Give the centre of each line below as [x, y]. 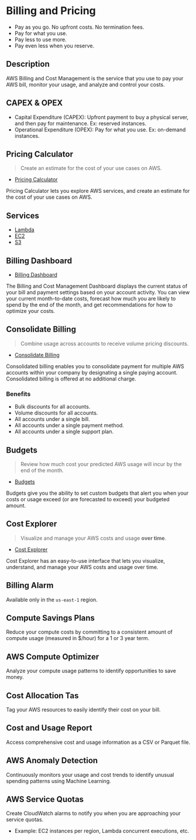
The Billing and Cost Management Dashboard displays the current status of [97, 286]
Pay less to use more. [40, 39]
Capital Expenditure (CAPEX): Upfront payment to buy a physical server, [102, 117]
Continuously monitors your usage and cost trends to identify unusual [90, 774]
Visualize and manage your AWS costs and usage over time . [93, 538]
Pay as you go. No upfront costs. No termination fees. [79, 27]
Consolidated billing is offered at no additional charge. [71, 379]
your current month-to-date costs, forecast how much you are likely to [91, 298]
